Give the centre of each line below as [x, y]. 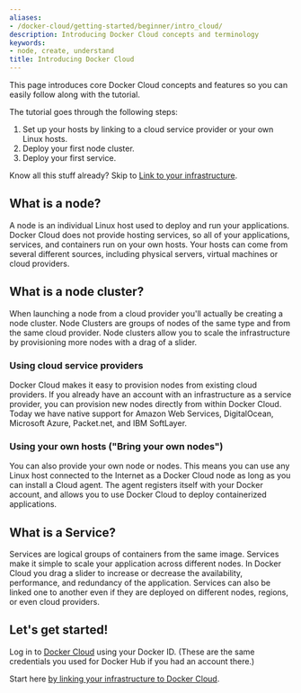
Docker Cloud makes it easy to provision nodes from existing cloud [133, 385]
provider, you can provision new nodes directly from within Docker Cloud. [146, 404]
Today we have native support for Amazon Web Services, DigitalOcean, [142, 413]
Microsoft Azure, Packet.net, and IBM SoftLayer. [98, 422]
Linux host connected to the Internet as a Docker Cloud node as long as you [150, 475]
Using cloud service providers [76, 365]
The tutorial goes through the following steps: [93, 112]
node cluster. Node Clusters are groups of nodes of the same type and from [150, 323]
